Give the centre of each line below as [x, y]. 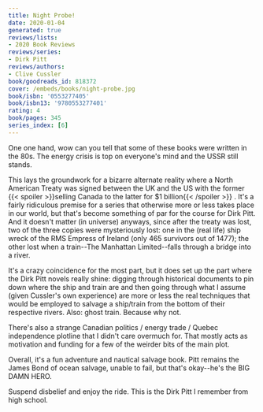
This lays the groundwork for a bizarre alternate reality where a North [121, 180]
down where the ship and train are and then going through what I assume [127, 287]
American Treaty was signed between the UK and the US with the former [127, 188]
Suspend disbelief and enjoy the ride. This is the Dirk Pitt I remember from [128, 392]
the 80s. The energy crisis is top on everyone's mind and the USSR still [123, 156]
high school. [28, 399]
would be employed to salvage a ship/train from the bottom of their [117, 303]
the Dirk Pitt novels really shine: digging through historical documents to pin [131, 278]
